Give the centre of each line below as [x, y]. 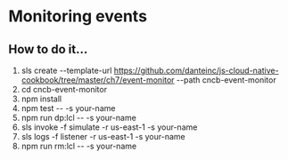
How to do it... [48, 49]
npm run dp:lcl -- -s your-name [79, 118]
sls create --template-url [66, 70]
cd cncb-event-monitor [64, 89]
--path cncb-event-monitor [226, 80]
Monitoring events [78, 16]
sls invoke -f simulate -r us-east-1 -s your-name [109, 127]
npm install [41, 99]
